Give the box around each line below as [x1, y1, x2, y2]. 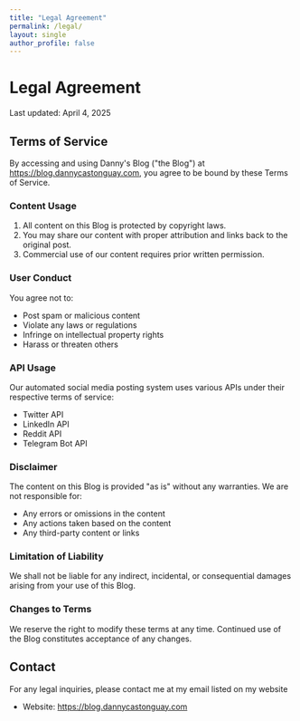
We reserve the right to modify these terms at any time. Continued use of [9, 623, 282, 634]
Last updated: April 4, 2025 [9, 108, 111, 119]
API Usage [9, 361, 56, 374]
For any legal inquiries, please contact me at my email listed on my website [9, 683, 288, 694]
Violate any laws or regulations [22, 319, 137, 331]
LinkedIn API [22, 418, 70, 429]
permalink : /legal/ [9, 22, 83, 31]
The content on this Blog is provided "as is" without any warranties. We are [9, 481, 289, 492]
